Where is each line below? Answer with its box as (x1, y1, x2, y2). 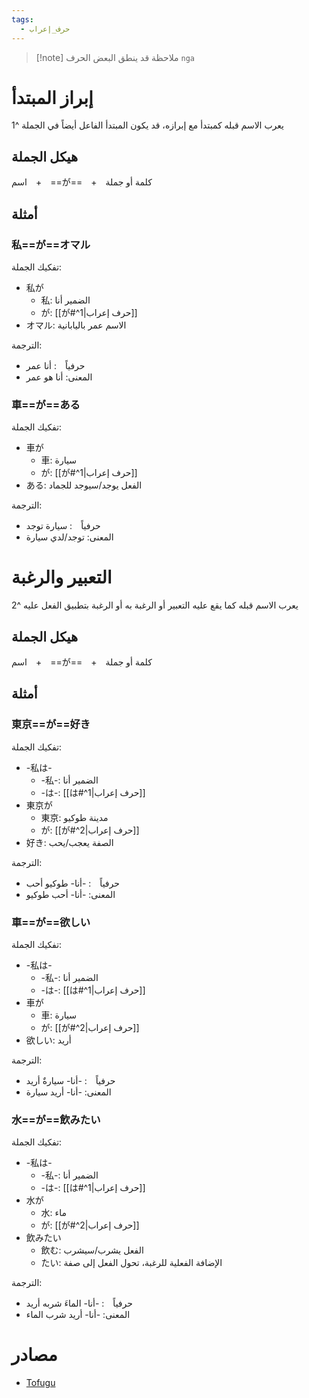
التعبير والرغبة (11, 566, 113, 589)
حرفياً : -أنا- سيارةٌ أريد (25, 1074, 116, 1086)
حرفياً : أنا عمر (25, 359, 86, 371)
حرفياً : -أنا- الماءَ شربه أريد (25, 1297, 133, 1310)
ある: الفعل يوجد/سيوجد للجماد (25, 479, 143, 491)
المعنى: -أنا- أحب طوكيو (25, 888, 116, 900)
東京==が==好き (11, 717, 91, 731)
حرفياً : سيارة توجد (25, 520, 101, 532)
